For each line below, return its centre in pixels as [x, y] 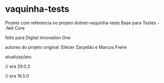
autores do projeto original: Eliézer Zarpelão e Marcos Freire [66, 47]
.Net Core [15, 28]
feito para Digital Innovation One [38, 38]
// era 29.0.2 [18, 66]
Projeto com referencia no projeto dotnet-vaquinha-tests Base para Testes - [82, 23]
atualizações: [18, 57]
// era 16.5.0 [17, 76]
